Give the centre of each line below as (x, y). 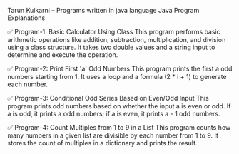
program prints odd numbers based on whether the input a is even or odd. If (119, 106)
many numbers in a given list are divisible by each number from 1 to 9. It (113, 135)
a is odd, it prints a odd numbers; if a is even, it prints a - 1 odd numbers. (114, 114)
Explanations (26, 18)
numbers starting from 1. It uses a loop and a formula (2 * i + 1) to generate (117, 77)
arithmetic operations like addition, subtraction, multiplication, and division (117, 40)
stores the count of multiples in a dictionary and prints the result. (102, 143)
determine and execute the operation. (63, 55)
